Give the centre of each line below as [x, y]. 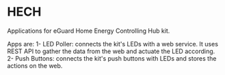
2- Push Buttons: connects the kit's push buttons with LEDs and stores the [112, 58]
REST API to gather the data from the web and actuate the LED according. [111, 51]
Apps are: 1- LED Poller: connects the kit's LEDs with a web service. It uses [113, 44]
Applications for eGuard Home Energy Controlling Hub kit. [89, 31]
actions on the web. [35, 65]
